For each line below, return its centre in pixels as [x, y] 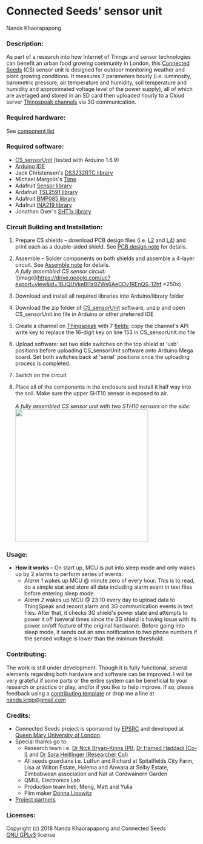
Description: [25, 44]
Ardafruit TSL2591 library [46, 192]
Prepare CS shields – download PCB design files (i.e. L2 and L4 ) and [100, 240]
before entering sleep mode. [60, 594]
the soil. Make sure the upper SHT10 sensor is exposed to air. [92, 394]
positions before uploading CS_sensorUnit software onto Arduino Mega [104, 350]
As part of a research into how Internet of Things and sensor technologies [98, 57]
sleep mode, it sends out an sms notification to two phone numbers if [111, 632]
